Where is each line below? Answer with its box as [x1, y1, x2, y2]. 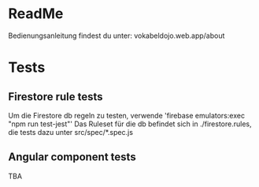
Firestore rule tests [8, 90, 104, 103]
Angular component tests [8, 151, 136, 164]
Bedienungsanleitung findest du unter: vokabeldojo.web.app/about [8, 31, 225, 40]
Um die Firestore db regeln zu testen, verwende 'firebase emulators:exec [8, 110, 246, 120]
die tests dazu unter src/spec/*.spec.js [8, 127, 134, 137]
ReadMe [8, 5, 64, 23]
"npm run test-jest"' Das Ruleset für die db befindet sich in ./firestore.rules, [8, 119, 252, 129]
